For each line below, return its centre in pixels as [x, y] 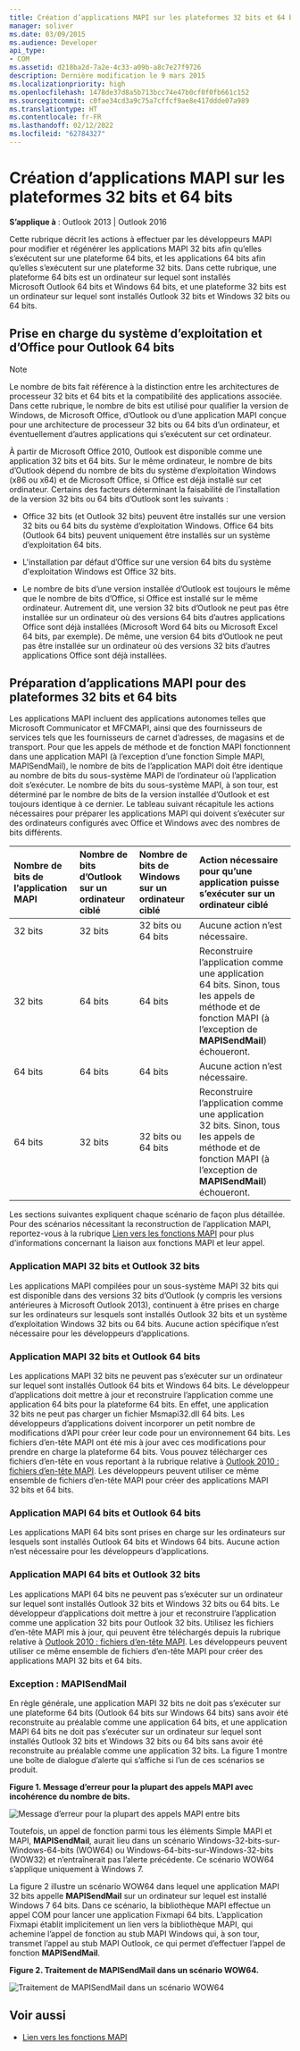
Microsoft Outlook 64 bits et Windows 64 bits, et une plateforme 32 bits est [148, 286]
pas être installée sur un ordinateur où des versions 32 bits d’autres [146, 645]
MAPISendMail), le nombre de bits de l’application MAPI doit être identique [146, 766]
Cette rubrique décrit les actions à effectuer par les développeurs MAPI [141, 239]
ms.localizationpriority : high [67, 84]
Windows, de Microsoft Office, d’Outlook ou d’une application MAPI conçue [148, 415]
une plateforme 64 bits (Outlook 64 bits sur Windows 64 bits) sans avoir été [149, 1712]
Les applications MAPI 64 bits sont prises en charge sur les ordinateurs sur [147, 1533]
